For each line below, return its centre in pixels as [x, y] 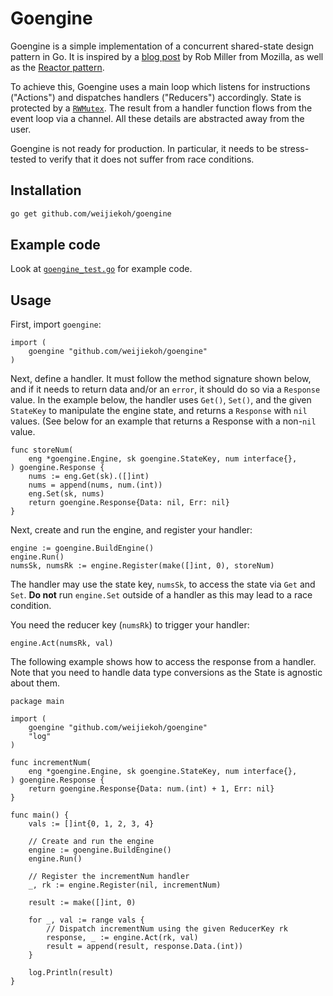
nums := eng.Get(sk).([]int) [89, 477]
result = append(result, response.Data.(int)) [145, 947]
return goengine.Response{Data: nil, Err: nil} [129, 503]
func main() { [40, 815]
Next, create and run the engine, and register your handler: [131, 530]
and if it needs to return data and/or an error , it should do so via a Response [165, 389]
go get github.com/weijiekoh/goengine [91, 213]
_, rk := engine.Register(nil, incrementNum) [125, 885]
